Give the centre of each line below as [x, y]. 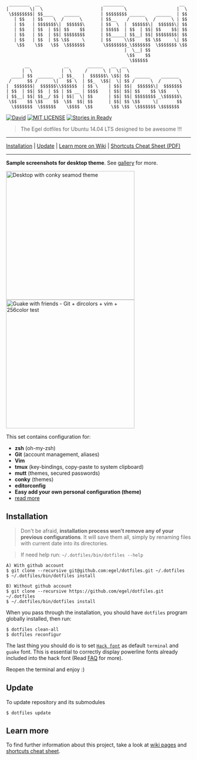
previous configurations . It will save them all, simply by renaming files [106, 537]
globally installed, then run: [39, 618]
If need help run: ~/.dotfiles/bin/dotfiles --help [82, 555]
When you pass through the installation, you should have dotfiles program [97, 612]
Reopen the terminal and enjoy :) [45, 669]
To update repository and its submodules [56, 702]
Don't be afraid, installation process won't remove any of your [97, 531]
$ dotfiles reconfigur [34, 634]
